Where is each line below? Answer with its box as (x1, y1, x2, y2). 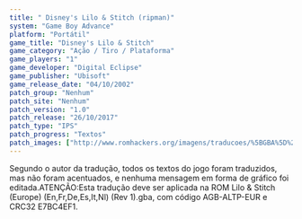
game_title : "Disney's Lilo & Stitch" (9, 38, 155, 48)
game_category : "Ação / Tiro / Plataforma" (9, 47, 175, 56)
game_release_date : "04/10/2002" (9, 80, 135, 89)
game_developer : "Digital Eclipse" (9, 64, 143, 73)
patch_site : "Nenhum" (9, 96, 91, 106)
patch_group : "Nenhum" (9, 88, 94, 97)
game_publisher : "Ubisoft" (9, 72, 111, 81)
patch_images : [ (9, 138, 70, 147)
